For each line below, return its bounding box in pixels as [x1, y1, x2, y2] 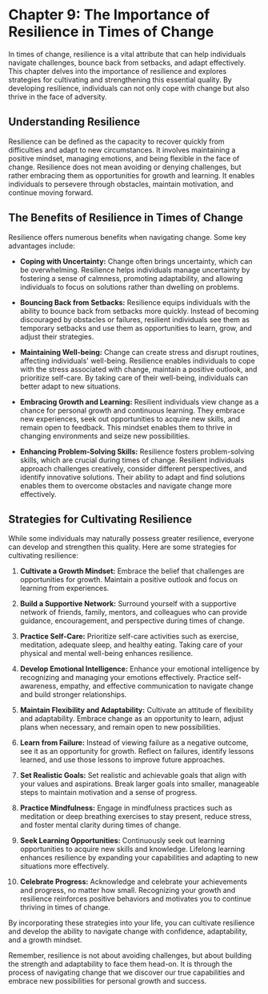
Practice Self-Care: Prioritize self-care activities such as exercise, [19, 632, 239, 642]
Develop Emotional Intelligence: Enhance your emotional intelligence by [19, 664, 260, 674]
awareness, [19, 681, 58, 691]
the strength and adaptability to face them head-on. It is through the [8, 959, 233, 969]
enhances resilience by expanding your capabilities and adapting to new [19, 853, 258, 862]
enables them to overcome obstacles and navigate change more [19, 480, 232, 491]
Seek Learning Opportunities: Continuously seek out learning [19, 836, 226, 845]
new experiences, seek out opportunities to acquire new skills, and [19, 413, 241, 423]
